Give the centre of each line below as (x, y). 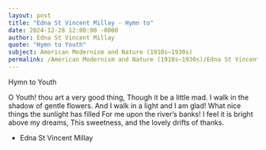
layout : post (30, 15)
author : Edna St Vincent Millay (61, 37)
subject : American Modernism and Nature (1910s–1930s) (101, 52)
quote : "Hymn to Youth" (47, 45)
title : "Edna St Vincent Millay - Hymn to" (81, 23)
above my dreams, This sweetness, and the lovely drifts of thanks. (116, 122)
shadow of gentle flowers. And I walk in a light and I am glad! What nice (125, 105)
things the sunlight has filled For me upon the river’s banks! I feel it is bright (131, 114)
